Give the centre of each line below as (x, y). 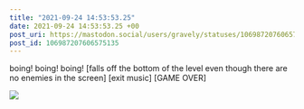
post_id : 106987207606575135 (64, 43)
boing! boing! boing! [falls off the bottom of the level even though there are (148, 68)
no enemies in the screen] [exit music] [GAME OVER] (108, 78)
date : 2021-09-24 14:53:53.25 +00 (75, 26)
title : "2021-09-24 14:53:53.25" (72, 18)
